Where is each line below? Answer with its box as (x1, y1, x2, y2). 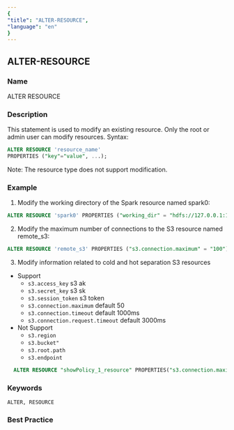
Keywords (7, 383, 42, 392)
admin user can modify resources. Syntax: (7, 133, 129, 141)
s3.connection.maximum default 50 (27, 301, 125, 310)
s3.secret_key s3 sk (27, 286, 86, 295)
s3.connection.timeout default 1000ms (27, 309, 140, 317)
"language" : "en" (7, 23, 58, 30)
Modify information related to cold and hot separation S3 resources (17, 259, 211, 267)
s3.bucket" (27, 339, 60, 347)
